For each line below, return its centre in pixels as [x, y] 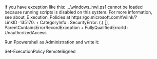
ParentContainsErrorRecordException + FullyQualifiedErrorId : [67, 28]
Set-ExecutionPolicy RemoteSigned [40, 51]
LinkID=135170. [20, 22]
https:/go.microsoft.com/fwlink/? [104, 17]
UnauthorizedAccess [26, 33]
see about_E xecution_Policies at [38, 17]
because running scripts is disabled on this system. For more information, [78, 12]
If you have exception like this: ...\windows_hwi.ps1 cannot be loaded [74, 7]
